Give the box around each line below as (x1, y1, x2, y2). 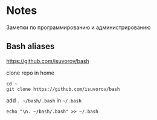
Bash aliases (6, 41, 55, 52)
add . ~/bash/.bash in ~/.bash (6, 96, 82, 104)
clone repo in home (6, 69, 54, 76)
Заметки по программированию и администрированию (6, 24, 151, 31)
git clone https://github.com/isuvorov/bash (6, 86, 120, 92)
